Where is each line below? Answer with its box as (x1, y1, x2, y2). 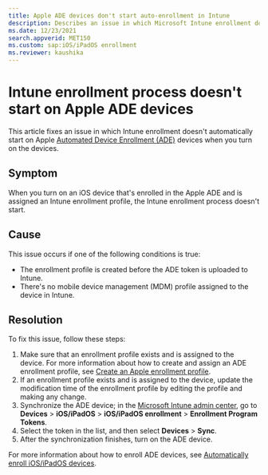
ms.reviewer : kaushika (8, 49, 84, 57)
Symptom (8, 167, 58, 180)
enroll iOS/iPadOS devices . (8, 458, 97, 468)
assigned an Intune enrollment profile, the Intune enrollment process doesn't (8, 196, 260, 206)
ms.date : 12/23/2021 (8, 26, 77, 34)
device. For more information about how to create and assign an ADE (19, 358, 247, 368)
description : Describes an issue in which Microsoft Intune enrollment (8, 19, 251, 27)
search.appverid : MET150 (8, 34, 91, 42)
